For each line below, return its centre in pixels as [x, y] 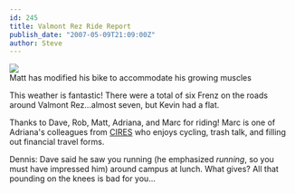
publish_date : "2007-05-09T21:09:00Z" [82, 34]
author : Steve [36, 43]
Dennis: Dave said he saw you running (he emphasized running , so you [142, 159]
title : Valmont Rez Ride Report [70, 26]
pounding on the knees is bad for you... [82, 179]
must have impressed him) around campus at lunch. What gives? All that [144, 169]
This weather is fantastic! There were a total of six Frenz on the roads [139, 95]
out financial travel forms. [57, 142]
